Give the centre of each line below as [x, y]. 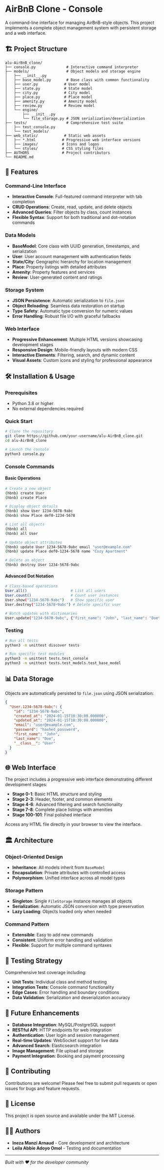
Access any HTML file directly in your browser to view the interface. [73, 824]
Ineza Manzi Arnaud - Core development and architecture [71, 1143]
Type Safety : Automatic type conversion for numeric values [72, 311]
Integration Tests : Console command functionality [63, 987]
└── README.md [20, 157]
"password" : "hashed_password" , [47, 730]
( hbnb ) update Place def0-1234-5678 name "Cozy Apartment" [66, 551]
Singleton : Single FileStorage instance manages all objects [72, 901]
